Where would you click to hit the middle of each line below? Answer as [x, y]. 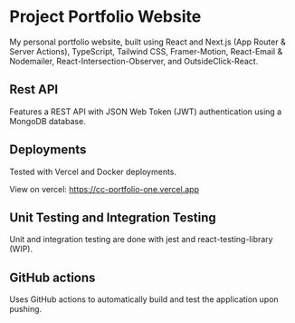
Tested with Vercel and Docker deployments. [93, 171]
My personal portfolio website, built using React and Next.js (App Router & [148, 42]
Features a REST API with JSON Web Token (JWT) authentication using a [146, 112]
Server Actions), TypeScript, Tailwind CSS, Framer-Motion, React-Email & [146, 51]
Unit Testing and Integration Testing [113, 217]
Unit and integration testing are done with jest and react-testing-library [141, 240]
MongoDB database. [48, 121]
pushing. [26, 309]
